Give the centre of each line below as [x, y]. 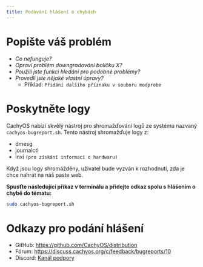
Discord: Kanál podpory [45, 258]
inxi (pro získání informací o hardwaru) [66, 157]
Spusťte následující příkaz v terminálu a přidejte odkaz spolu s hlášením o [101, 186]
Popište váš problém [59, 41]
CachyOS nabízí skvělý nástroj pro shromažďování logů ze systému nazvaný [102, 125]
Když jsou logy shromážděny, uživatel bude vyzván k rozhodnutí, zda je [95, 168]
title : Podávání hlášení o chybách [51, 12]
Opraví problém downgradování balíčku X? [68, 65]
